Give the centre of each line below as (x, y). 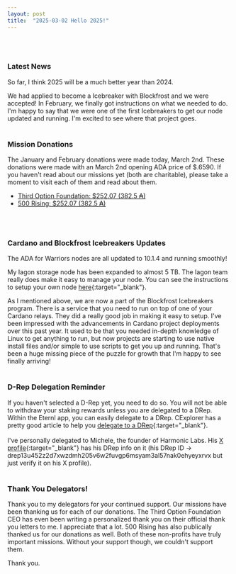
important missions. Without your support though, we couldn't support (110, 541)
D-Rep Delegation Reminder (56, 387)
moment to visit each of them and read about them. (82, 182)
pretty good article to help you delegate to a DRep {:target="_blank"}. (108, 425)
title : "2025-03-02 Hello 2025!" (58, 21)
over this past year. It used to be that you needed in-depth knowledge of (113, 331)
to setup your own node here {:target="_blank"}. (77, 287)
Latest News (29, 67)
